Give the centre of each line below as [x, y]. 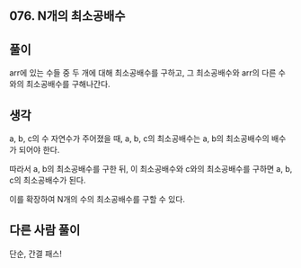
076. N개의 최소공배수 [67, 16]
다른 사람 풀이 [45, 231]
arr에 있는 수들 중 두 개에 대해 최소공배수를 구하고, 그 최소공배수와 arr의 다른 [143, 73]
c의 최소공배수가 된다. [48, 180]
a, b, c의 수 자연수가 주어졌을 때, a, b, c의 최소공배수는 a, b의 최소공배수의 [139, 138]
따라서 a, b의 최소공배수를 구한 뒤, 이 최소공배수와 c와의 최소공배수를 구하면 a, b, [151, 169]
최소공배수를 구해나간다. [68, 85]
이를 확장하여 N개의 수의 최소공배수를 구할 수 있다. [97, 200]
